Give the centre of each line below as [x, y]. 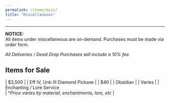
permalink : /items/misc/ [31, 10]
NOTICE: [14, 34]
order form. [17, 44]
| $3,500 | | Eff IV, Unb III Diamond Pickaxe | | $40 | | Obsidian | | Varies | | [82, 82]
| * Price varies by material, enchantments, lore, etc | [60, 93]
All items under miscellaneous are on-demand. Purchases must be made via [84, 39]
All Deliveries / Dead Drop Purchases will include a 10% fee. [68, 54]
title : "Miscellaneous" [30, 15]
